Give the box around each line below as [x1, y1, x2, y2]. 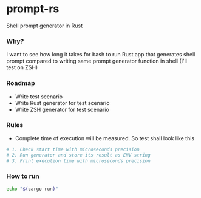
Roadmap [6, 79, 35, 87]
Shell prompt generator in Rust [6, 22, 83, 29]
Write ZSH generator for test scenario [15, 106, 109, 113]
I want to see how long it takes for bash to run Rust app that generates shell [6, 51, 196, 58]
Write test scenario [15, 93, 63, 100]
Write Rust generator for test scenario [15, 99, 110, 106]
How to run [6, 172, 39, 180]
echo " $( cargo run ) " [6, 186, 59, 192]
